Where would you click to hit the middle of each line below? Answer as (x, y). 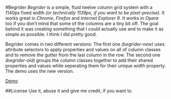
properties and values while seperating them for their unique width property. (86, 66)
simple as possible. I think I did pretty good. (51, 34)
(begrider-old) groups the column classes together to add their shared (79, 60)
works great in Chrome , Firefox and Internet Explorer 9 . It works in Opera (82, 18)
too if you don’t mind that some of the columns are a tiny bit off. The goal (82, 23)
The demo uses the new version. (40, 71)
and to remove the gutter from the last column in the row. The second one (83, 55)
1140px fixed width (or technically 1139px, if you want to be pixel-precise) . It (85, 13)
